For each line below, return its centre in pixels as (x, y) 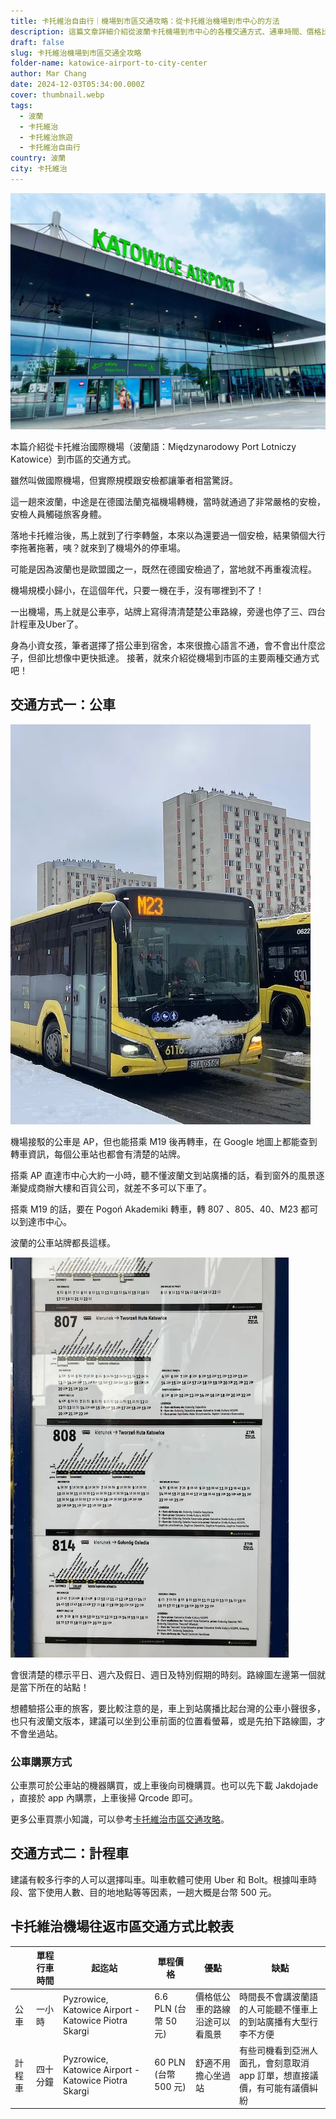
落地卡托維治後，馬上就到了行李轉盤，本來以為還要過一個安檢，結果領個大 (163, 535)
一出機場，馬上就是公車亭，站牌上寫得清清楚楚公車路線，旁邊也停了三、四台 (168, 611)
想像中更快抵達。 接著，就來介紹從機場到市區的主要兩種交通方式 (186, 657)
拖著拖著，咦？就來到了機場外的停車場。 (102, 547)
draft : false (37, 42)
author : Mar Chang (48, 74)
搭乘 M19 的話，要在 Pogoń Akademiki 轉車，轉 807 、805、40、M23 (154, 1209)
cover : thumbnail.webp (57, 95)
